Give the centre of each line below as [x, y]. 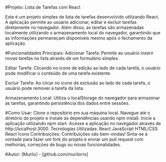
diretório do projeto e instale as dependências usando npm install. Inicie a [80, 118]
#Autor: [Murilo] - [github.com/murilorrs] [47, 154]
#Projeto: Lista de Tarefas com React [43, 7]
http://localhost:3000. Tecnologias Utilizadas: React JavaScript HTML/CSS [81, 129]
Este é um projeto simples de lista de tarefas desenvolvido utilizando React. [82, 17]
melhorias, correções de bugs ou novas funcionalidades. [63, 145]
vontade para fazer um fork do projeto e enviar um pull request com [74, 139]
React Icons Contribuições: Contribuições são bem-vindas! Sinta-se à [76, 134]
